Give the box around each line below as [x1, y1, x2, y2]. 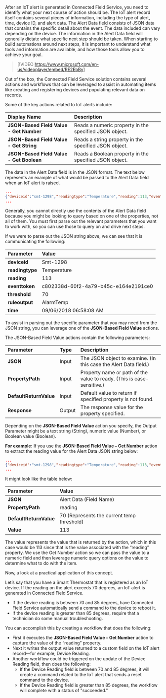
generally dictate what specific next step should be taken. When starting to [5, 36, 158, 42]
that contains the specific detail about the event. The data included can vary [5, 25, 161, 31]
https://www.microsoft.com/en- [34, 62, 99, 67]
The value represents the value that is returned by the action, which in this [5, 539, 157, 545]
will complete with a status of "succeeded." [19, 688, 108, 694]
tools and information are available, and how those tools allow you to [5, 47, 145, 52]
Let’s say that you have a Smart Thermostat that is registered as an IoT [5, 579, 149, 585]
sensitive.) [80, 381, 105, 388]
